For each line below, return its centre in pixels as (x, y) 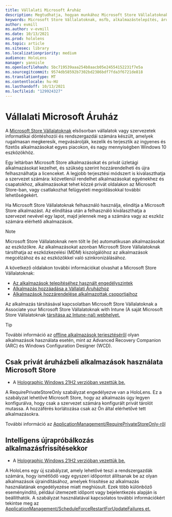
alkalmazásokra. (23, 414)
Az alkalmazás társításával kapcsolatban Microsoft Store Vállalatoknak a (81, 304)
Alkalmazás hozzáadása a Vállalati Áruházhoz (61, 289)
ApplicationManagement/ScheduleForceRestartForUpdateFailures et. (78, 509)
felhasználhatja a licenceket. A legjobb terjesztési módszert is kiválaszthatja (85, 174)
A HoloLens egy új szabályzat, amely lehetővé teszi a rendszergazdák (79, 471)
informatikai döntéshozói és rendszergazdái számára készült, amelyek (79, 136)
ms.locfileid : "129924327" (34, 91)
